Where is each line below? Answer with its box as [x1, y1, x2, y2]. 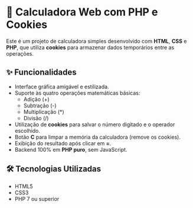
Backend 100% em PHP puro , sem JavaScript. [14, 146, 127, 153]
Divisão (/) [23, 114, 49, 121]
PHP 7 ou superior [14, 195, 60, 202]
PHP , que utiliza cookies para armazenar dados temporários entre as [6, 44, 175, 51]
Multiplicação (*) [23, 108, 64, 115]
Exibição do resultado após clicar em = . [14, 139, 112, 147]
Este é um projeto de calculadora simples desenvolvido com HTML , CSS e [6, 37, 187, 44]
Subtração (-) [23, 102, 57, 109]
